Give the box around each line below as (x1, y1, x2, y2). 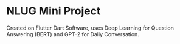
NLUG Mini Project (6, 4, 101, 18)
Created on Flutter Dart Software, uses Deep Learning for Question (6, 24, 175, 31)
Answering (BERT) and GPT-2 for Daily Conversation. (6, 30, 140, 37)
